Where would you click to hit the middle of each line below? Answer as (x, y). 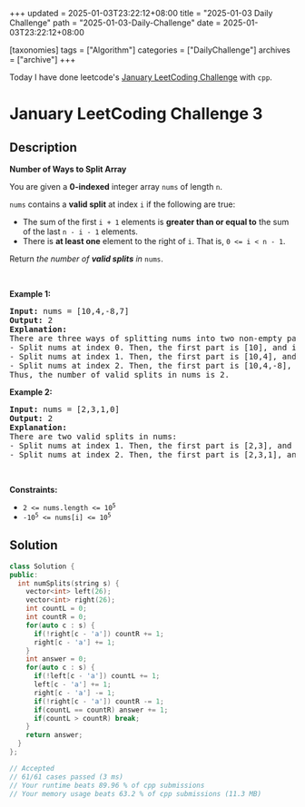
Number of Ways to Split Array (68, 169)
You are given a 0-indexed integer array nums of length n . (116, 187)
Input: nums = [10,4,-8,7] (69, 311)
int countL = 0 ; (57, 609)
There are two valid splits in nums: (93, 436)
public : (24, 575)
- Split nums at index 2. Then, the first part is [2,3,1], (146, 454)
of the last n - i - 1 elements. (80, 231)
